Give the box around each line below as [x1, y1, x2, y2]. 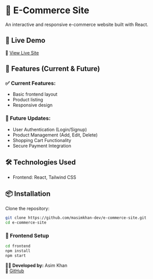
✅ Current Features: [5, 80, 56, 87]
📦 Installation [5, 189, 51, 198]
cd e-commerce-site [5, 220, 47, 226]
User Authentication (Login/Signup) [12, 126, 87, 132]
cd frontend [5, 244, 30, 249]
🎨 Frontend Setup [5, 232, 49, 239]
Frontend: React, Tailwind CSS [12, 174, 76, 180]
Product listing [12, 97, 43, 103]
